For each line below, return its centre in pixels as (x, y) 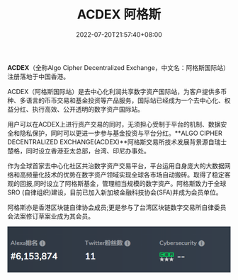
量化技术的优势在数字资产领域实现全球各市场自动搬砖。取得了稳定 (128, 175)
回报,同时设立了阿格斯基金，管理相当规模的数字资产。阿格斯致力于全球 (123, 183)
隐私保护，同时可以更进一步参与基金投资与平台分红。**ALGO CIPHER (121, 133)
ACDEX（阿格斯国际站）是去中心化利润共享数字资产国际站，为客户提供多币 (117, 91)
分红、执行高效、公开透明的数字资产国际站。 (78, 109)
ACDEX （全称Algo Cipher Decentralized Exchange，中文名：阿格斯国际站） (119, 67)
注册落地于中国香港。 (38, 76)
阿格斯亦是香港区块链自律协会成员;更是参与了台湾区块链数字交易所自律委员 (117, 207)
